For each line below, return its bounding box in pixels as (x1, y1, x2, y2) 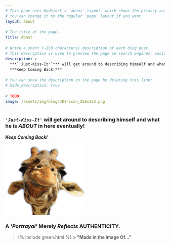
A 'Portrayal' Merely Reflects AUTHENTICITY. (5, 223, 120, 230)
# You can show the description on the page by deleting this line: (5, 77, 153, 83)
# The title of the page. (5, 29, 60, 35)
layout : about (5, 19, 35, 24)
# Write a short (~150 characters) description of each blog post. (5, 46, 151, 51)
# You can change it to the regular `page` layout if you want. (5, 13, 144, 19)
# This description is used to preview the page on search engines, (5, 51, 153, 56)
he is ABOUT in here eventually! (5, 123, 85, 130)
